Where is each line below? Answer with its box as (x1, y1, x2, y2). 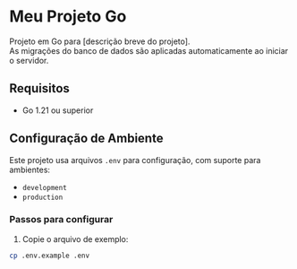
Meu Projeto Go (9, 6, 127, 27)
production (21, 193, 64, 202)
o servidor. (9, 55, 49, 65)
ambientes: (9, 164, 51, 175)
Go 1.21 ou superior (21, 105, 94, 116)
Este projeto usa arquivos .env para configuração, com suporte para (9, 154, 261, 165)
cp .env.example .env (9, 251, 90, 260)
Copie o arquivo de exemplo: (21, 233, 129, 244)
